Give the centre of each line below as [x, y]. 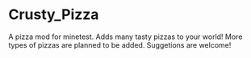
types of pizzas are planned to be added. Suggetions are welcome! [120, 44]
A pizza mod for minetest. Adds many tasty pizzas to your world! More [125, 37]
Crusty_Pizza [54, 15]
